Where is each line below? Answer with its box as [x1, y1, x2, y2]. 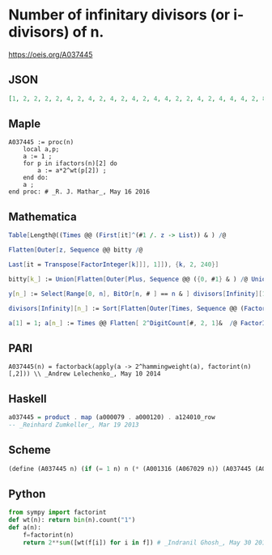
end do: [23, 174, 49, 182]
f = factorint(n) [23, 531, 74, 539]
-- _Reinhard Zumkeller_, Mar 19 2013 [8, 421, 139, 429]
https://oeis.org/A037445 [8, 49, 93, 59]
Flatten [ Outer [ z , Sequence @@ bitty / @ [8, 246, 143, 254]
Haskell [8, 392, 47, 405]
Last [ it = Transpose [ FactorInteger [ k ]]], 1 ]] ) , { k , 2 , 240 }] [8, 261, 219, 269]
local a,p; [23, 146, 60, 154]
